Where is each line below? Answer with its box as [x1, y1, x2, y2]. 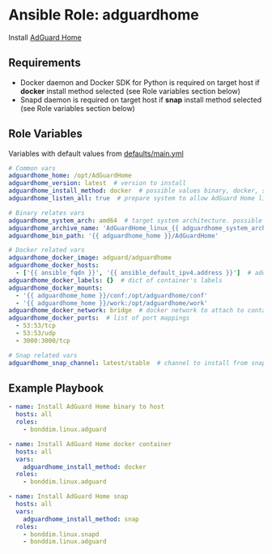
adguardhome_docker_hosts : [8, 261, 100, 269]
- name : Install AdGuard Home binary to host [8, 403, 164, 411]
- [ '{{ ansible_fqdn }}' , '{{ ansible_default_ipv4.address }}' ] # [15, 269, 252, 277]
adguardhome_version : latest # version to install [8, 179, 186, 187]
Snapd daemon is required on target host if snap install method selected [19, 95, 262, 105]
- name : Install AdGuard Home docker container [8, 440, 172, 448]
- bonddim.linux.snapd [23, 530, 100, 539]
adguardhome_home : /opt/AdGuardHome [8, 172, 132, 180]
